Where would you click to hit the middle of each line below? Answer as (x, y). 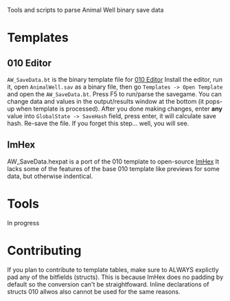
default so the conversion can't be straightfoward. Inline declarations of (108, 284)
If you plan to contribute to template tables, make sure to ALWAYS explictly (113, 269)
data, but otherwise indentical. (50, 176)
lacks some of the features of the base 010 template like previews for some (113, 168)
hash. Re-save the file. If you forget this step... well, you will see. (98, 123)
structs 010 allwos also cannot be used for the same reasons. (94, 291)
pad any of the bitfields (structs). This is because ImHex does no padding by (115, 277)
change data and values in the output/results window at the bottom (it (106, 101)
